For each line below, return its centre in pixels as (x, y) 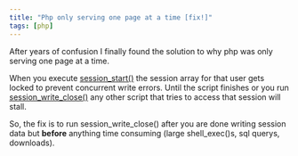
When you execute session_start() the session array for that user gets (137, 78)
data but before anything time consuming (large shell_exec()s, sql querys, (145, 133)
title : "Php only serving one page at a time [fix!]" (111, 17)
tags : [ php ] (31, 26)
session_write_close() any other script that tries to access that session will (145, 97)
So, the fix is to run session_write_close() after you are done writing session (148, 123)
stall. (18, 106)
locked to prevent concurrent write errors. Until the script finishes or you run (149, 87)
